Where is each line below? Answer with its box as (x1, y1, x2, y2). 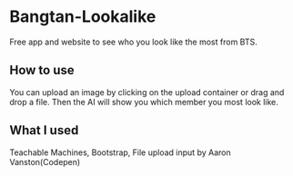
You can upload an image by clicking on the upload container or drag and (9, 86, 285, 97)
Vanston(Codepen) (9, 156, 81, 167)
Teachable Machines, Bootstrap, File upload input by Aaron (9, 147, 231, 158)
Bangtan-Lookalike (9, 6, 157, 27)
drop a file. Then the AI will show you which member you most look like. (9, 96, 279, 107)
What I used (9, 122, 79, 138)
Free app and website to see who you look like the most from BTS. (9, 36, 258, 47)
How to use (9, 63, 75, 78)
